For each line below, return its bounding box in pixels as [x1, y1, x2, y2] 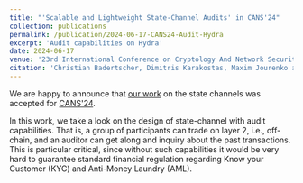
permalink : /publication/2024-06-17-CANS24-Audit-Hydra [9, 30, 224, 39]
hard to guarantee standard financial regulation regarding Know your [9, 153, 264, 164]
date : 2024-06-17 [9, 47, 75, 56]
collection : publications [9, 22, 106, 31]
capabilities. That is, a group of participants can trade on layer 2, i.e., [9, 124, 265, 135]
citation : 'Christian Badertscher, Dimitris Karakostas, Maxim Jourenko [9, 64, 289, 73]
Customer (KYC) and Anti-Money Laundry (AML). [9, 163, 192, 174]
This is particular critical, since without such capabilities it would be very [9, 143, 280, 154]
